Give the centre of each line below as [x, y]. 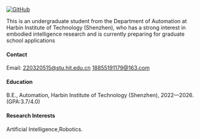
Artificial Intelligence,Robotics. [45, 129]
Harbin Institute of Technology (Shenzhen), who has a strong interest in [96, 28]
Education [20, 81]
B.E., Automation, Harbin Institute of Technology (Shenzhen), [83, 95]
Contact [17, 54]
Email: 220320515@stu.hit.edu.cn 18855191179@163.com [78, 68]
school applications [31, 40]
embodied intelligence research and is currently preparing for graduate [95, 34]
